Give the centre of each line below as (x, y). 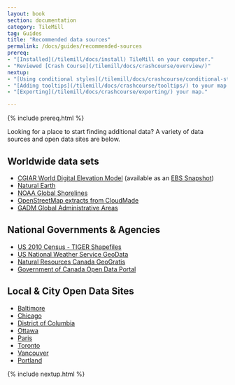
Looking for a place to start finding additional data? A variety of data (106, 132)
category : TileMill (36, 27)
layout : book (26, 14)
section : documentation (42, 20)
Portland (30, 360)
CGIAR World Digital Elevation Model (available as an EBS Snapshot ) (116, 178)
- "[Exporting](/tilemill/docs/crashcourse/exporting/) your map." (108, 92)
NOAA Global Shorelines (52, 193)
